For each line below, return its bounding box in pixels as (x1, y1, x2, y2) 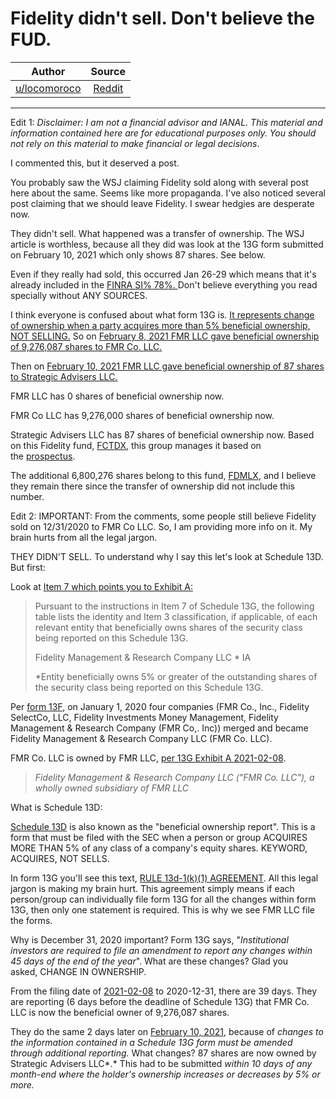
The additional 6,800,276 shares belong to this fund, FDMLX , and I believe (10, 469, 317, 481)
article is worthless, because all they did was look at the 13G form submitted (10, 238, 324, 250)
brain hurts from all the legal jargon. (10, 531, 158, 543)
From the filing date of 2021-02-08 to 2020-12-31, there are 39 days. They (10, 985, 318, 997)
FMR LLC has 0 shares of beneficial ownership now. (10, 390, 225, 402)
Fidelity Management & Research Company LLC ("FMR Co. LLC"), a (34, 771, 315, 783)
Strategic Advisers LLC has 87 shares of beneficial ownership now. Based (10, 428, 315, 441)
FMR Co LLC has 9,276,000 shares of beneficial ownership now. (10, 409, 275, 421)
